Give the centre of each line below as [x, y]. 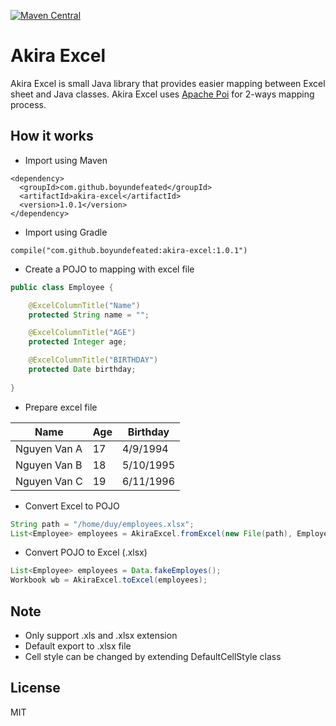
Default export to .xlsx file [78, 646]
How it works [52, 136]
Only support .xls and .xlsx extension [101, 635]
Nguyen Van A [49, 448]
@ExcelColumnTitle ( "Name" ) [84, 305]
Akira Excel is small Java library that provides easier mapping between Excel [168, 83]
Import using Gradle [66, 232]
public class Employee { [62, 287]
